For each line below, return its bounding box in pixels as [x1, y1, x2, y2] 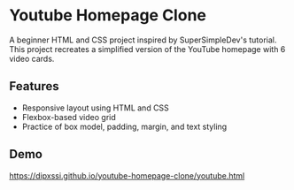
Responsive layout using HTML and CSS [21, 103, 170, 113]
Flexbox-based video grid [21, 111, 117, 122]
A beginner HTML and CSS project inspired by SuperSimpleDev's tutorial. [9, 34, 277, 45]
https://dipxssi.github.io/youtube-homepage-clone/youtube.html [9, 170, 245, 181]
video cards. [9, 53, 55, 64]
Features [9, 79, 59, 94]
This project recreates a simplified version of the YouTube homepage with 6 [9, 43, 286, 54]
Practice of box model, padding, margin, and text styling [21, 121, 228, 132]
